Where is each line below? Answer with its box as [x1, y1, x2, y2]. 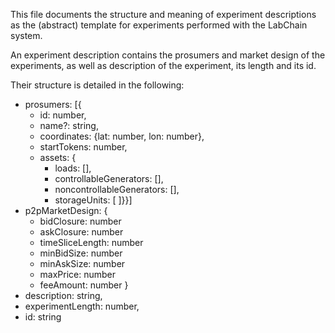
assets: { [39, 152, 77, 163]
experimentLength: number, [24, 300, 140, 312]
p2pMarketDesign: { [24, 205, 108, 216]
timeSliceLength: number [39, 237, 144, 248]
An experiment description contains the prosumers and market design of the [10, 49, 326, 61]
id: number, [39, 109, 87, 121]
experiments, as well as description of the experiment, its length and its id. [10, 60, 317, 71]
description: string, [24, 290, 103, 301]
